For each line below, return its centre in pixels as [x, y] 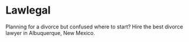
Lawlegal [28, 10]
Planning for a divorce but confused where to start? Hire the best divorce [94, 27]
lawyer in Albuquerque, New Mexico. [50, 33]
